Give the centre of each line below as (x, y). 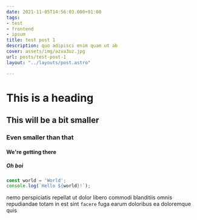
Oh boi (15, 166)
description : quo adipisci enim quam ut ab (62, 46)
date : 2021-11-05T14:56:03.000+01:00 (54, 12)
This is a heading (50, 98)
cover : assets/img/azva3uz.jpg (46, 52)
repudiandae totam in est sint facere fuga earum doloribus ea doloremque (99, 204)
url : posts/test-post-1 (36, 57)
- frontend (20, 29)
